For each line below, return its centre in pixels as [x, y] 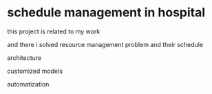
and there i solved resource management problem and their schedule [105, 44]
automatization [28, 84]
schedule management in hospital [106, 13]
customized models [35, 71]
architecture [24, 58]
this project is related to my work [54, 31]
